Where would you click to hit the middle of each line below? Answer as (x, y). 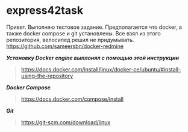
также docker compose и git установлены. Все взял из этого (83, 33)
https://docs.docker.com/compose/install (72, 99)
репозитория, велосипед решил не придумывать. (70, 40)
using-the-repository (47, 76)
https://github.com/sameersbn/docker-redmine (65, 46)
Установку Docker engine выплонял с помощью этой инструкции (93, 58)
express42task (45, 10)
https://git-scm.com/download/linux (66, 122)
